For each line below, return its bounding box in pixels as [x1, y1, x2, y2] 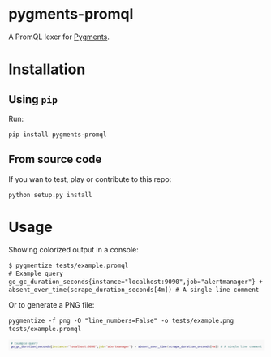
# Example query [8, 269, 63, 277]
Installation [8, 60, 86, 79]
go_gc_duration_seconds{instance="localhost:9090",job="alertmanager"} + [8, 277, 264, 286]
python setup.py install [8, 191, 92, 199]
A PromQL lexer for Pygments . [8, 32, 110, 41]
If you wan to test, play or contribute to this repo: [8, 174, 172, 183]
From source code [8, 153, 102, 166]
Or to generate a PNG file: [8, 299, 95, 309]
